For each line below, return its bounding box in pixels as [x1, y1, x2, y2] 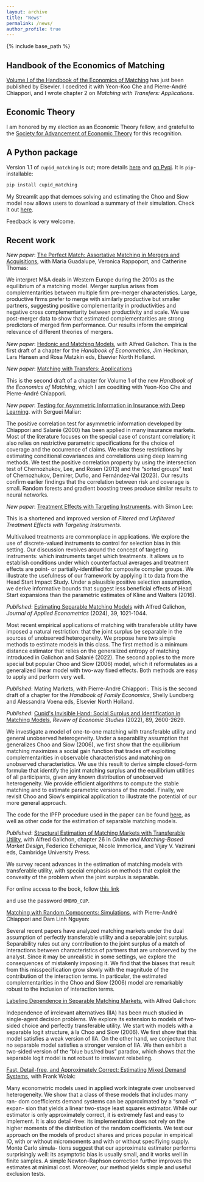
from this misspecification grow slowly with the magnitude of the [6, 966, 169, 974]
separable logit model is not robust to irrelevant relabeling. [6, 1055, 153, 1062]
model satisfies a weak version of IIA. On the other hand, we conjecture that [6, 1035, 197, 1042]
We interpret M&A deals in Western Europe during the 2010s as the [6, 276, 175, 283]
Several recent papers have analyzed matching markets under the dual [6, 927, 184, 935]
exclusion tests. [6, 1170, 46, 1178]
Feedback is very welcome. [6, 218, 76, 225]
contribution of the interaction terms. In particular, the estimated [6, 972, 167, 980]
